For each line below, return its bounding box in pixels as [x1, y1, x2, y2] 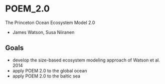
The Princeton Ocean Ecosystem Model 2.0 [5, 19, 95, 25]
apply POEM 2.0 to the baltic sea [12, 73, 81, 79]
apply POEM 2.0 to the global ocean [12, 67, 87, 73]
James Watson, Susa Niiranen [12, 29, 75, 35]
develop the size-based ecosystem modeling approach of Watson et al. [12, 57, 160, 63]
